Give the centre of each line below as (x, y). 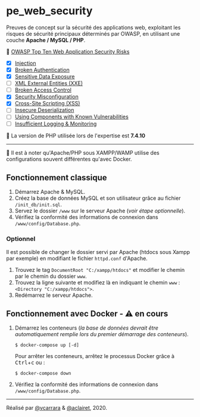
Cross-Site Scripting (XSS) (47, 104)
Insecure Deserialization (44, 110)
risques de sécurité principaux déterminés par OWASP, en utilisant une (93, 33)
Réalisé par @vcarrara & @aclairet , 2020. (57, 408)
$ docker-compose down (43, 374)
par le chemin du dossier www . (51, 276)
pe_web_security (49, 11)
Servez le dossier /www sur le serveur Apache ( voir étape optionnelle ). (100, 211)
